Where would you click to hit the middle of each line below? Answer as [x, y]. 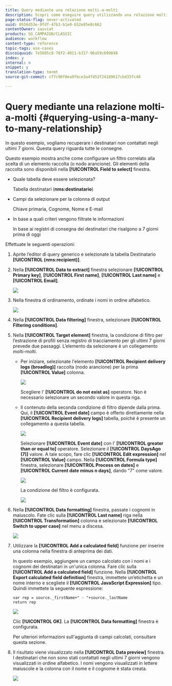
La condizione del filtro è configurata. [60, 490]
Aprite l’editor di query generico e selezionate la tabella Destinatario [84, 254]
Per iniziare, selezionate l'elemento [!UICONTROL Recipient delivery [93, 361]
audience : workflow [26, 39]
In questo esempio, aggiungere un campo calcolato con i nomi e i [82, 561]
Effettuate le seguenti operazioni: [40, 244]
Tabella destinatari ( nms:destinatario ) [53, 189]
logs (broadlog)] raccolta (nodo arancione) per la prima [79, 367]
